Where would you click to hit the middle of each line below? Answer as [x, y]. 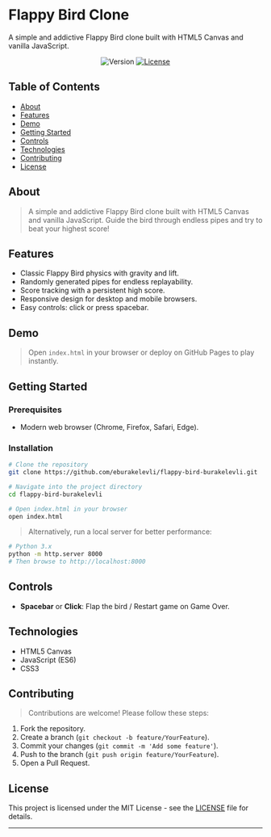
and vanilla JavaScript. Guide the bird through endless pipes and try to [145, 220]
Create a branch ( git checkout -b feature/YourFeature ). [115, 738]
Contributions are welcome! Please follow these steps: [119, 713]
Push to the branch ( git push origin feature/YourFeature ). [119, 755]
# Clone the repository [48, 465]
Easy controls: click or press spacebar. [84, 308]
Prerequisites [35, 410]
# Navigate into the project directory [75, 486]
